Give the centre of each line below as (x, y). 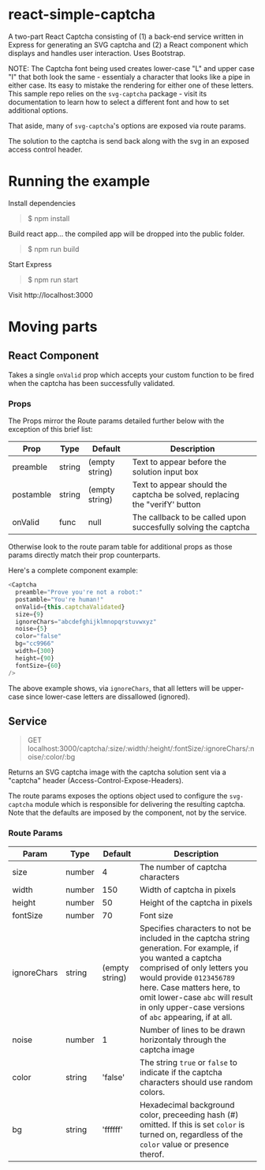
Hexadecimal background (187, 1104)
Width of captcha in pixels (188, 890)
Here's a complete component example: (73, 571)
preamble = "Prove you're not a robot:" (79, 592)
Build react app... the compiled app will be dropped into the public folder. (127, 234)
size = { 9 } (30, 614)
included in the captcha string (194, 938)
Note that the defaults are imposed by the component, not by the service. (127, 813)
